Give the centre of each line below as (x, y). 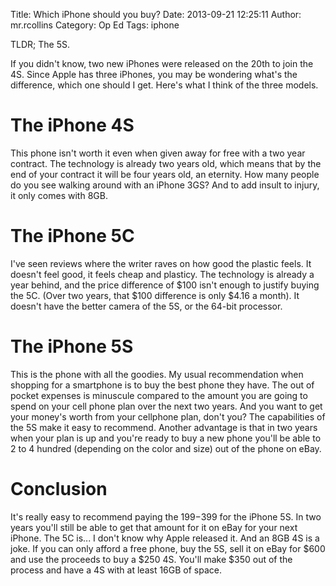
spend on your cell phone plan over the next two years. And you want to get (166, 406)
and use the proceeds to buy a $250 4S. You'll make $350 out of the (151, 559)
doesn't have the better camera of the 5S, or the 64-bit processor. (146, 306)
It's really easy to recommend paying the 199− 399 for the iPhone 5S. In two (166, 516)
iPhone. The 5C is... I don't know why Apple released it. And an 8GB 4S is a (165, 538)
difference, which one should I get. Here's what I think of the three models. (164, 85)
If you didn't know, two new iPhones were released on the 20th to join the (162, 63)
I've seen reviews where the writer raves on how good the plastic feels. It (161, 263)
